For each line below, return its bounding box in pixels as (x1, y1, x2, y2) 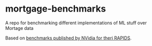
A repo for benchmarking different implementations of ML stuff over (5, 20, 147, 26)
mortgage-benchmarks (5, 3, 106, 15)
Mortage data (5, 25, 34, 31)
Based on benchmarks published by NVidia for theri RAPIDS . (5, 35, 132, 41)
